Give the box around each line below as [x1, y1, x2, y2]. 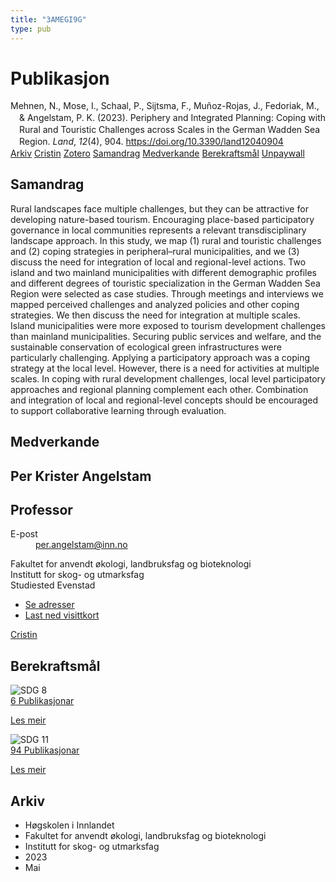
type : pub [10, 24, 52, 34]
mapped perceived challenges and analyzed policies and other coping [10, 298, 300, 310]
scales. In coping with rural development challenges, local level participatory [10, 372, 326, 385]
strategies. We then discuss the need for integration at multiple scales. [10, 309, 301, 321]
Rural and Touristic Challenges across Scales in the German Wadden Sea [19, 124, 321, 136]
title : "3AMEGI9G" [10, 14, 87, 25]
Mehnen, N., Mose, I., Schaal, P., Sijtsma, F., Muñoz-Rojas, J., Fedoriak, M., [10, 100, 320, 112]
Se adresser [24, 599, 75, 611]
